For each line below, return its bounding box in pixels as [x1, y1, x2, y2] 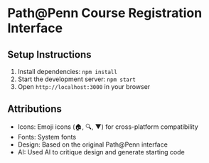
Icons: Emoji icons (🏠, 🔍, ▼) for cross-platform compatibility [17, 122, 199, 131]
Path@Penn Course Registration [7, 5, 203, 21]
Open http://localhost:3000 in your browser [17, 83, 151, 90]
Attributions [7, 103, 63, 115]
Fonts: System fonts [17, 132, 77, 141]
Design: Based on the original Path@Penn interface [17, 140, 168, 149]
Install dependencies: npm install [17, 68, 117, 75]
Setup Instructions [7, 48, 92, 61]
